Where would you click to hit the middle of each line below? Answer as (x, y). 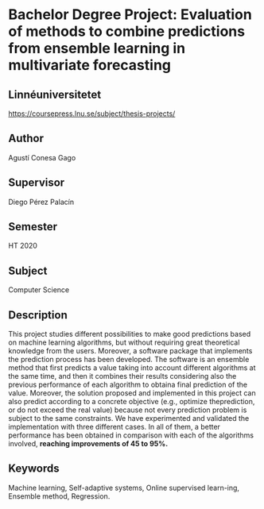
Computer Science (39, 290)
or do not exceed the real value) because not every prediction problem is (128, 410)
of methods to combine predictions (126, 31)
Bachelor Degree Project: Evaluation (130, 15)
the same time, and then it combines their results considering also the (122, 376)
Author (26, 139)
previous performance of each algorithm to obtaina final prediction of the (128, 385)
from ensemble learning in (97, 48)
